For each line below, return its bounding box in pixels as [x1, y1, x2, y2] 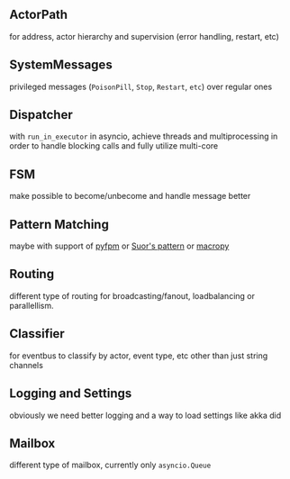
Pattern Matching [9, 216, 110, 232]
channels [9, 359, 43, 370]
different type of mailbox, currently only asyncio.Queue [9, 459, 212, 471]
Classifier [9, 326, 65, 341]
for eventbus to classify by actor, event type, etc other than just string [9, 350, 268, 361]
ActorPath [9, 7, 68, 23]
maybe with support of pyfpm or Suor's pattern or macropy [9, 240, 230, 251]
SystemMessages [9, 58, 113, 73]
